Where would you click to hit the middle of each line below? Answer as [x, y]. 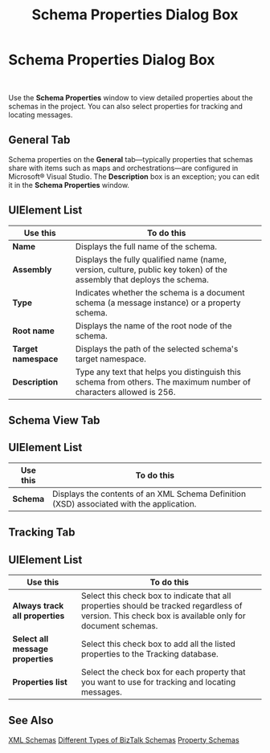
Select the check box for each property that [163, 672]
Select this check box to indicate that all [156, 596]
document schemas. [119, 625]
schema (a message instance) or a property [158, 303]
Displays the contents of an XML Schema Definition [149, 494]
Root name [33, 331]
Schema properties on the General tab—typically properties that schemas [131, 159]
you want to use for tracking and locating [158, 682]
